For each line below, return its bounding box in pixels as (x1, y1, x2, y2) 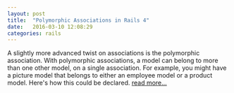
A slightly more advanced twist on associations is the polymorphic (7, 49, 200, 57)
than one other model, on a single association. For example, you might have (7, 64, 227, 72)
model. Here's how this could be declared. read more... (7, 78, 167, 87)
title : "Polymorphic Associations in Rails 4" (7, 17, 150, 24)
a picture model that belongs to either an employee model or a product (7, 71, 213, 80)
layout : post (7, 10, 46, 17)
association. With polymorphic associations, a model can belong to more (7, 57, 218, 65)
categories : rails (7, 29, 61, 37)
